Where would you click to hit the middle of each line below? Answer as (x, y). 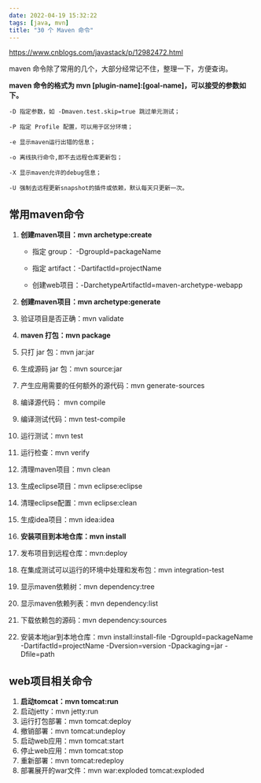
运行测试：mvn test (51, 436)
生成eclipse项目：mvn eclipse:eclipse (81, 487)
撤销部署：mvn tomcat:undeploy (73, 731)
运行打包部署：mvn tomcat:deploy (76, 721)
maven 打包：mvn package (65, 335)
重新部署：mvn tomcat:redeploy (72, 761)
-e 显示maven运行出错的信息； (53, 143)
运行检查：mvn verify (55, 453)
